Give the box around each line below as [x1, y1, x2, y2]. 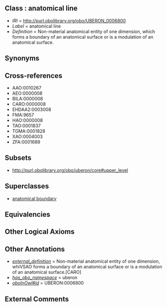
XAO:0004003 [12, 133, 43, 139]
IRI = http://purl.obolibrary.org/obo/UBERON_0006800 [12, 17, 126, 23]
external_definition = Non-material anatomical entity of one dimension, [12, 258, 160, 264]
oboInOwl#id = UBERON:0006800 [12, 280, 84, 286]
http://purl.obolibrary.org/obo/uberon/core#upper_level [12, 167, 128, 173]
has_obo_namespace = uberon [12, 274, 78, 281]
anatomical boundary [12, 196, 57, 202]
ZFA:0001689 [12, 139, 41, 145]
